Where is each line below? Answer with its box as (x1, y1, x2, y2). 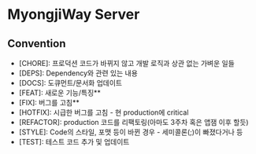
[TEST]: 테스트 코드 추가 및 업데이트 (18, 137, 130, 146)
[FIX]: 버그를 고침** (18, 98, 80, 107)
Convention (7, 37, 66, 50)
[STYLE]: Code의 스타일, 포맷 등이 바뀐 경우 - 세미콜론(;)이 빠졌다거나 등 (18, 127, 243, 137)
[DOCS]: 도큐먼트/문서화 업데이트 (18, 79, 123, 87)
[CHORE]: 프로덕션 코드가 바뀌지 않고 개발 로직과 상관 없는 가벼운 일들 (18, 59, 236, 68)
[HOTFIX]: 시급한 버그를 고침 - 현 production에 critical (18, 108, 189, 117)
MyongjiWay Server (7, 5, 140, 24)
